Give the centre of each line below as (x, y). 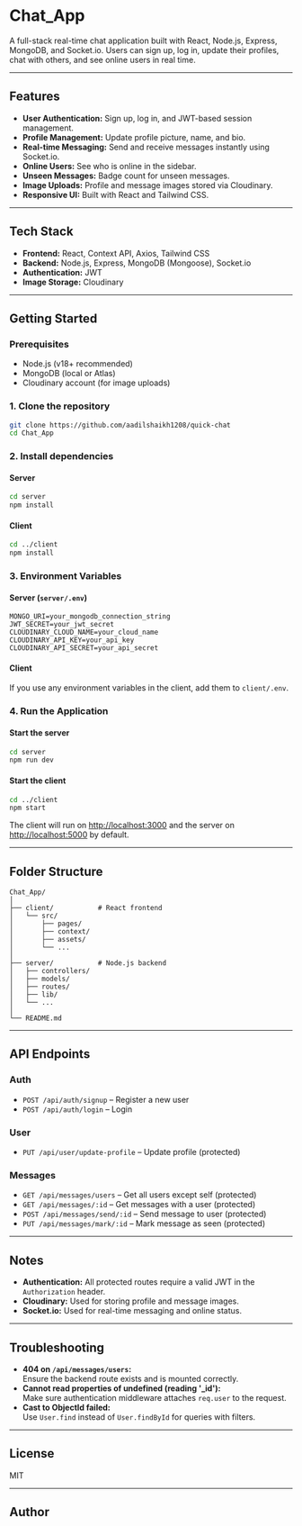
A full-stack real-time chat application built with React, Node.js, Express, (143, 41)
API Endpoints (50, 1054)
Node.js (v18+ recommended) (77, 364)
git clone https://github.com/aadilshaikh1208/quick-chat (120, 425)
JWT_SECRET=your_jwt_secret (62, 625)
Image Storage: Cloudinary (73, 282)
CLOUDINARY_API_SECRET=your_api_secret (84, 648)
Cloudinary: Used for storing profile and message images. (131, 1301)
